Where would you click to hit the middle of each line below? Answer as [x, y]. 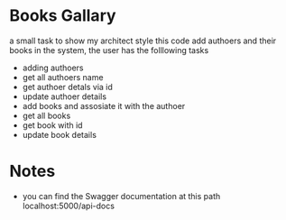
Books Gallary [63, 16]
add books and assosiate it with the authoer [104, 105]
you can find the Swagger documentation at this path [121, 196]
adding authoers [53, 68]
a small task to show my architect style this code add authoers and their [143, 41]
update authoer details [64, 96]
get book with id [52, 125]
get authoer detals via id [67, 87]
